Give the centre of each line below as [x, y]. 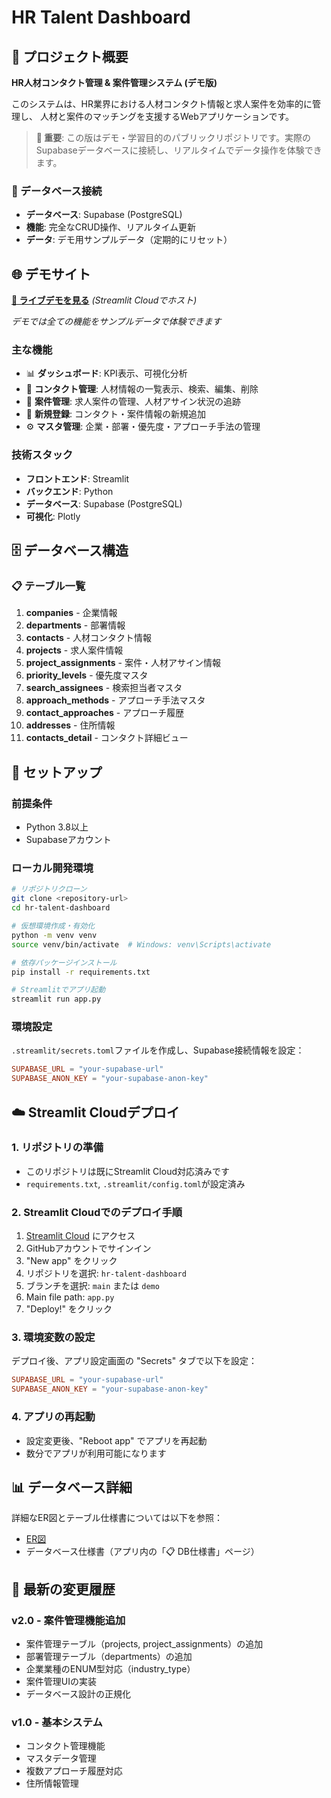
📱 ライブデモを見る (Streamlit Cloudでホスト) [104, 300]
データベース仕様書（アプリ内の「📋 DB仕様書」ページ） [142, 1552]
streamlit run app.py [56, 999]
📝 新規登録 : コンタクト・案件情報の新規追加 [115, 414]
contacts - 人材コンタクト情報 [89, 638]
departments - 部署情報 [75, 625]
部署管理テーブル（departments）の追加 [109, 1656]
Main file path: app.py [70, 1297]
